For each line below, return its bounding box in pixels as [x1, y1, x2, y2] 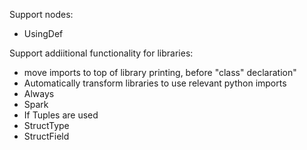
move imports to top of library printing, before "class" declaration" [23, 67, 297, 78]
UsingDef [23, 28, 64, 39]
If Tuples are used [23, 109, 99, 121]
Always [23, 88, 55, 99]
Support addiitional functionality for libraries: [9, 47, 194, 59]
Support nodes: [9, 9, 74, 20]
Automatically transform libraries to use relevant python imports [23, 77, 287, 89]
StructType [23, 120, 70, 131]
